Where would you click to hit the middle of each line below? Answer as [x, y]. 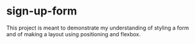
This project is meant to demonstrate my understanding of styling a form [98, 28]
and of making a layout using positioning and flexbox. [74, 34]
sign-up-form [42, 11]
